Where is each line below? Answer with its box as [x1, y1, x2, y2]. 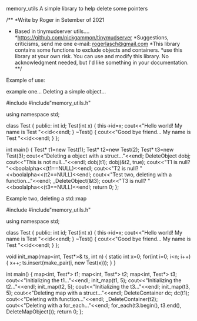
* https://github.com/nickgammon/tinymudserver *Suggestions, [14, 34, 169, 41]
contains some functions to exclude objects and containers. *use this [14, 46, 183, 53]
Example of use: [6, 76, 45, 83]
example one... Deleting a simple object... [6, 88, 106, 95]
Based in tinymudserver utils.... [14, 28, 90, 35]
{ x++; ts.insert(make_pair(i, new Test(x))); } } [6, 259, 116, 266]
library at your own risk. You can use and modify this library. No [14, 53, 169, 59]
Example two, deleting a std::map [6, 195, 87, 202]
